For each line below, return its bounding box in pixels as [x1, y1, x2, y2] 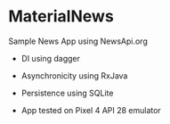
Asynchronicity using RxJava [20, 70, 128, 81]
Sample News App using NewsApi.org [8, 36, 148, 46]
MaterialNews [8, 6, 115, 27]
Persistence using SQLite [20, 87, 114, 98]
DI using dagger [20, 53, 81, 63]
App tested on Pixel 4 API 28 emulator [20, 104, 161, 115]
